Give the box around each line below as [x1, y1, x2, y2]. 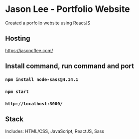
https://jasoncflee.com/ [5, 47, 53, 53]
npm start [5, 88, 29, 94]
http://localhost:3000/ [5, 101, 63, 106]
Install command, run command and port [5, 62, 135, 70]
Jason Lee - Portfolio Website [5, 3, 131, 15]
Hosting [5, 34, 31, 43]
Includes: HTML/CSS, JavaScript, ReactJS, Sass [5, 128, 105, 134]
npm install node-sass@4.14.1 [5, 77, 79, 82]
